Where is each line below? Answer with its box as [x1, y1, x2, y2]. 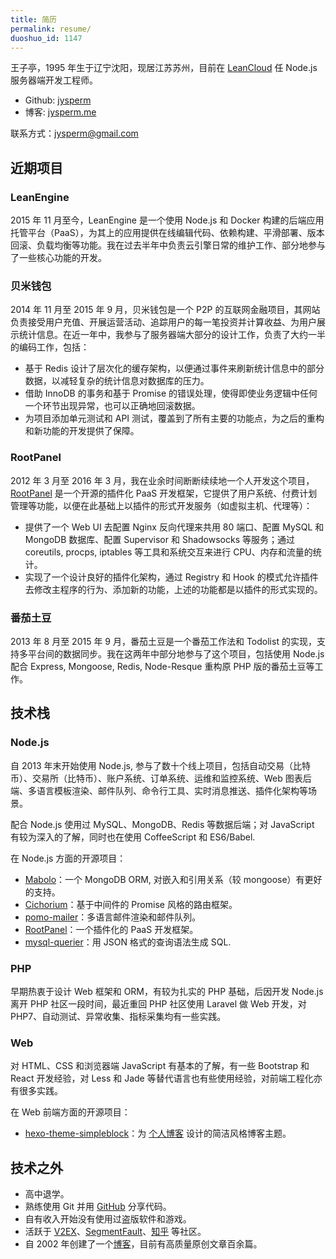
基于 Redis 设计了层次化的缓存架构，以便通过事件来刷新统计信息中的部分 [24, 362, 325, 375]
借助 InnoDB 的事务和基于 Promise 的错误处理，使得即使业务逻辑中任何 [24, 387, 318, 400]
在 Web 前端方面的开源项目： [10, 1106, 131, 1118]
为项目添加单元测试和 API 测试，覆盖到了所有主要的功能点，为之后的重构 [24, 412, 325, 425]
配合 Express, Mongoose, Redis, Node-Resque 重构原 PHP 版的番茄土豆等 [10, 660, 315, 672]
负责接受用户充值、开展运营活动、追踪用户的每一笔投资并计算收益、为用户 [10, 316, 317, 328]
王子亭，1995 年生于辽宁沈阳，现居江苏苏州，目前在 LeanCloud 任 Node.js [10, 62, 318, 74]
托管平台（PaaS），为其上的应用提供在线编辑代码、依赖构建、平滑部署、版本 [10, 227, 325, 239]
